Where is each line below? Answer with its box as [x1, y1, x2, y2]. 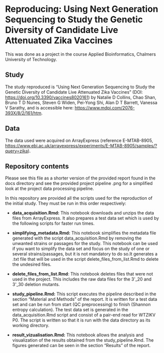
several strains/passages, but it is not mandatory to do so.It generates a [12, 251, 158, 257]
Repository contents [5, 162, 69, 171]
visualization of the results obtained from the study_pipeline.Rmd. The [12, 337, 154, 343]
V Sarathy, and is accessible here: [5, 105, 74, 110]
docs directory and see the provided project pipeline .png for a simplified [5, 180, 153, 186]
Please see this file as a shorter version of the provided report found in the [5, 175, 156, 181]
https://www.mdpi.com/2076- [74, 105, 135, 110]
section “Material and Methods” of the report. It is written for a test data [12, 296, 158, 302]
